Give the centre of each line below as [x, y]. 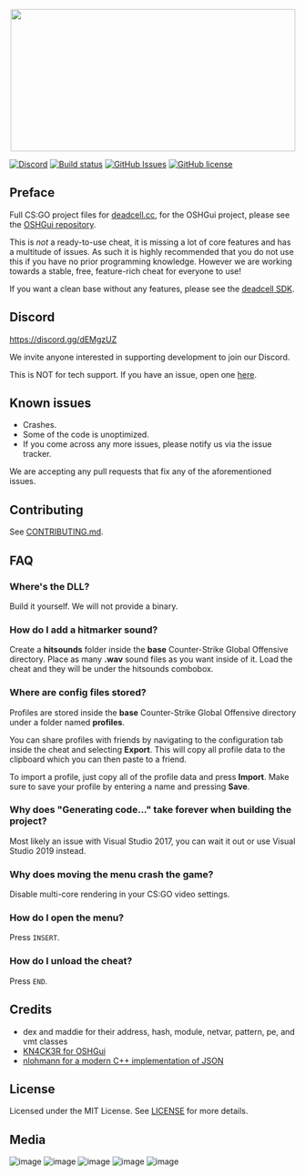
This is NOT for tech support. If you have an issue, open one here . [133, 374]
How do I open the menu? [67, 917]
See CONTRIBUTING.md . [56, 532]
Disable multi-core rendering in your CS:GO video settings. [120, 894]
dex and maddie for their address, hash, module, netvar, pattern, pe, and [159, 1031]
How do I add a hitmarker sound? [84, 630]
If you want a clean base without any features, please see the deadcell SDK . [152, 289]
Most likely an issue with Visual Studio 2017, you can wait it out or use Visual [152, 841]
